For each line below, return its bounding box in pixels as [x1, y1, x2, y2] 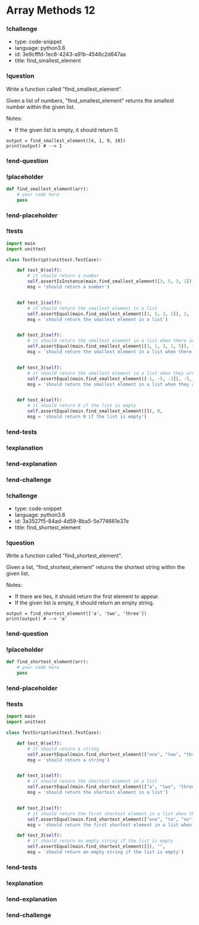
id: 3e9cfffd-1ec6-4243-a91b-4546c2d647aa [14, 51, 126, 58]
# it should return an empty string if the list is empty [27, 838, 174, 844]
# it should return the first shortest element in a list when [27, 810, 187, 816]
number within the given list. [6, 103, 75, 110]
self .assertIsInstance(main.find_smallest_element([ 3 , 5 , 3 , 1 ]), [27, 278, 195, 285]
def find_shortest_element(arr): [6, 659, 89, 665]
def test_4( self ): [17, 397, 62, 403]
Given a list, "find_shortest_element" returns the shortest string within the [6, 564, 185, 571]
